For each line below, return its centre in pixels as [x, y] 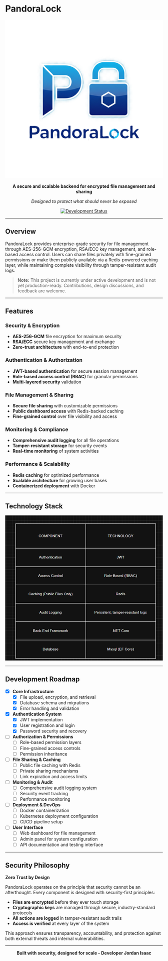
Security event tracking [44, 794]
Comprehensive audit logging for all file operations [65, 441]
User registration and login [47, 725]
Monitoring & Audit [32, 782]
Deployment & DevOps [36, 805]
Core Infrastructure [33, 691]
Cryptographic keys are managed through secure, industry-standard [84, 908]
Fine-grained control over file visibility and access [65, 416]
